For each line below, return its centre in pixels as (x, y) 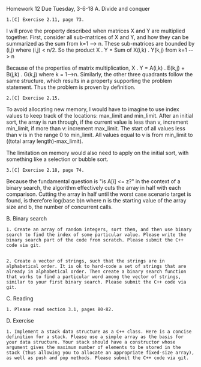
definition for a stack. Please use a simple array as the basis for (95, 337)
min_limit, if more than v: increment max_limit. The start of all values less (96, 128)
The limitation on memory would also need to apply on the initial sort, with (97, 153)
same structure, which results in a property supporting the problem (89, 81)
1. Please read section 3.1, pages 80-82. (60, 309)
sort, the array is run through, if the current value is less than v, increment (97, 122)
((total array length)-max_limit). (45, 141)
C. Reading (20, 299)
